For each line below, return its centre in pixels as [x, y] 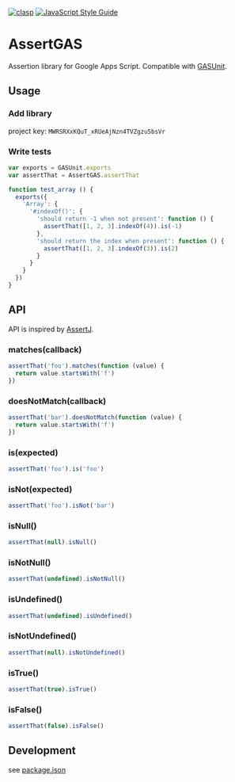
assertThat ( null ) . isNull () [53, 543]
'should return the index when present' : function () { [131, 241]
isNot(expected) [40, 489]
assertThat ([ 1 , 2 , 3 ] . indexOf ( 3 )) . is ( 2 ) [111, 248]
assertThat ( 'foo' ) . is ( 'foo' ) [56, 469]
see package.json [37, 769]
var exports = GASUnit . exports [60, 168]
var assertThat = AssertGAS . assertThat [74, 175]
